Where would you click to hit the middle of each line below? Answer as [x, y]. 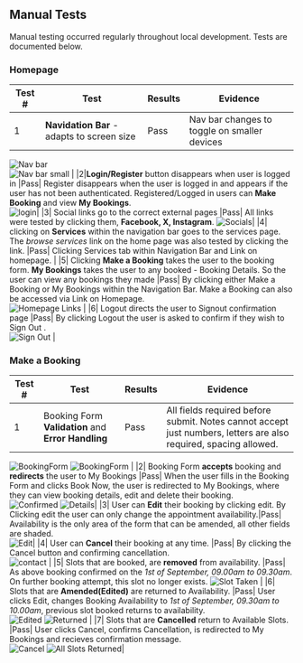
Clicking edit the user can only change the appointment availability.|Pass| [146, 515]
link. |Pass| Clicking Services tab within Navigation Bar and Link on [133, 251]
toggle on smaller [226, 131]
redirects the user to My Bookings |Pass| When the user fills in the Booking [149, 476]
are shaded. [32, 534]
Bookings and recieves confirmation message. [96, 640]
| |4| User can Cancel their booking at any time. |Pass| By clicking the [161, 543]
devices [206, 142]
